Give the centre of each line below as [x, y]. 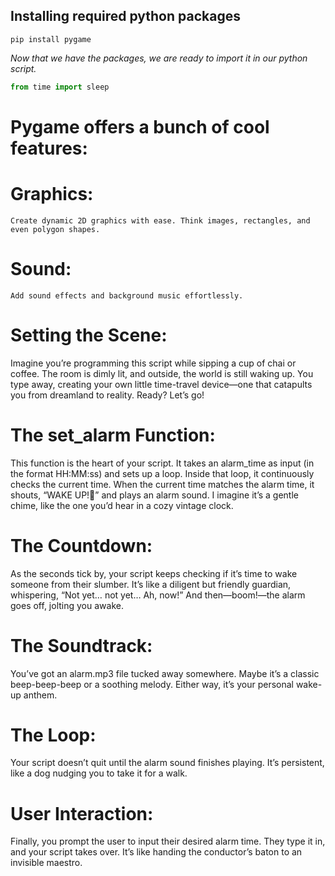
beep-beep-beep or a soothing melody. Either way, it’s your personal [152, 684]
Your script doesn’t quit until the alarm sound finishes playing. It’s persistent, [167, 763]
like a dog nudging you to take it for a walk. [99, 773]
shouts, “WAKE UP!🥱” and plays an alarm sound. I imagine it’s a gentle [155, 495]
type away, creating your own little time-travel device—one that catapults [161, 384]
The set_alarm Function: [113, 435]
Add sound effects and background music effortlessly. [127, 295]
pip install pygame [51, 39]
